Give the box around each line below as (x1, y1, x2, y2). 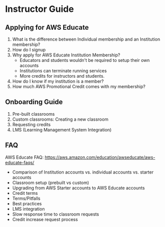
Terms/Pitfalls (12, 195, 41, 201)
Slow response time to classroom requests (12, 211, 99, 217)
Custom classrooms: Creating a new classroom (12, 116, 109, 122)
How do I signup (12, 47, 46, 52)
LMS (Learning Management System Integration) (12, 127, 112, 133)
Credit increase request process (12, 216, 78, 222)
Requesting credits (12, 121, 51, 127)
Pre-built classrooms (12, 111, 55, 117)
